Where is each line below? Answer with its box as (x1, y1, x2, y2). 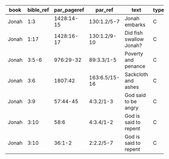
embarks (124, 21, 146, 28)
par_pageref (54, 7, 84, 13)
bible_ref (27, 7, 49, 13)
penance (124, 63, 146, 69)
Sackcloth (124, 71, 148, 77)
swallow (124, 36, 144, 42)
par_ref (95, 7, 114, 13)
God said (124, 92, 146, 99)
